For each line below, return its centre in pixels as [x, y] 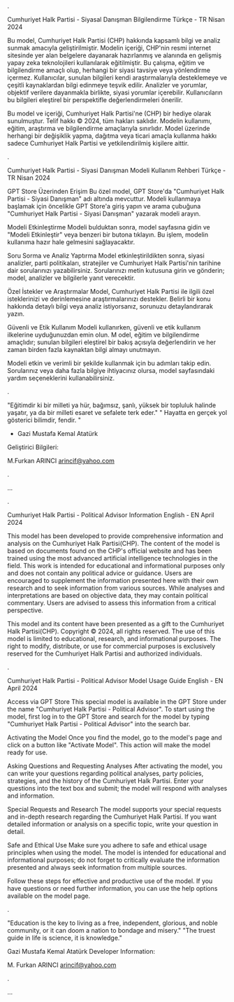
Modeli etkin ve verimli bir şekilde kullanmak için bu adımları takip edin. [109, 363]
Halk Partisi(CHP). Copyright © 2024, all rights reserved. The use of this [111, 631]
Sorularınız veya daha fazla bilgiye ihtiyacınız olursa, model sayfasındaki [111, 371]
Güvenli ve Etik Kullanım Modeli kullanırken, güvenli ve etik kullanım [104, 327]
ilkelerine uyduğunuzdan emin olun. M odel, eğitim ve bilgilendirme [103, 335]
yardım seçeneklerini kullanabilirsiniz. [61, 378]
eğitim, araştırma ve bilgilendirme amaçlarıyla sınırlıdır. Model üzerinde [109, 128]
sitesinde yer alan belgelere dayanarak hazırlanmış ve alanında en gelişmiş [115, 55]
